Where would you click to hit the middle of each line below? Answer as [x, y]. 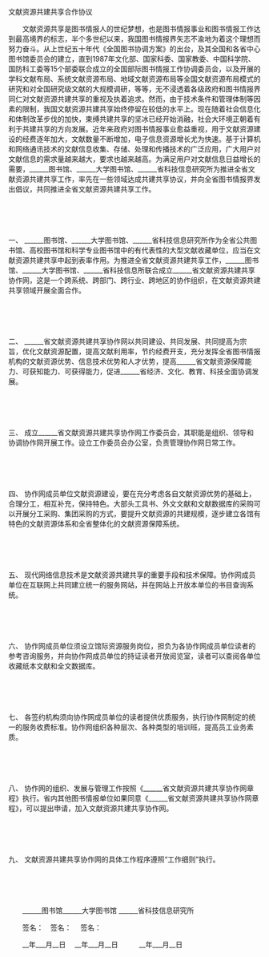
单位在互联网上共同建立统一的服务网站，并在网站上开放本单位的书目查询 [127, 585]
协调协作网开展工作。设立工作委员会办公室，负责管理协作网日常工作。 [124, 442]
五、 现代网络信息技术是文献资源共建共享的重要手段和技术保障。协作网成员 [132, 575]
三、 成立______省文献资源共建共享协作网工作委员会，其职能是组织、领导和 [131, 432]
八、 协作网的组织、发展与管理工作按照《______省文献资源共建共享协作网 [128, 788]
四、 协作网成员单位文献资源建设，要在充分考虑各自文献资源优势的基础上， [132, 494]
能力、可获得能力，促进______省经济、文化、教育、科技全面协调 [147, 371]
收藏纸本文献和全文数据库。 [54, 666]
